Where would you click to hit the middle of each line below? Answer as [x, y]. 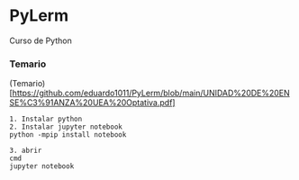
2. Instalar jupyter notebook [66, 127]
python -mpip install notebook [68, 135]
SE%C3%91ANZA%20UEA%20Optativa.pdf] [92, 103]
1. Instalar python [46, 119]
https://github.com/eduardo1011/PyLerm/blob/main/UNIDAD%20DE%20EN [151, 93]
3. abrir [26, 151]
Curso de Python [41, 40]
